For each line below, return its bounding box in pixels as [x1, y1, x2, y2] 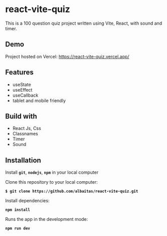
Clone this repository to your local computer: [5, 179, 98, 185]
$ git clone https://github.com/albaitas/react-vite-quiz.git [5, 189, 138, 194]
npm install [5, 207, 30, 212]
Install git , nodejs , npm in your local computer [5, 170, 99, 176]
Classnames [12, 131, 39, 137]
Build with [5, 112, 37, 120]
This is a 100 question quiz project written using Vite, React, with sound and [5, 20, 162, 26]
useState [12, 82, 31, 88]
